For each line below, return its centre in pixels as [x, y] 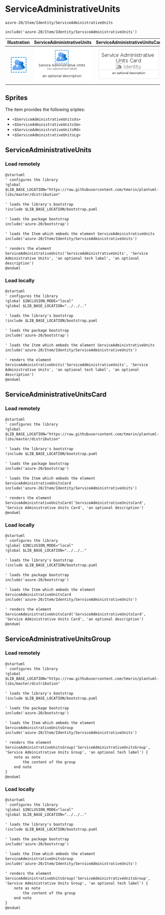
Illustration [19, 42]
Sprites [16, 97]
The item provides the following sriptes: [45, 109]
